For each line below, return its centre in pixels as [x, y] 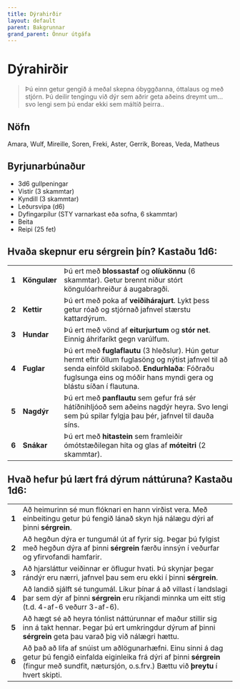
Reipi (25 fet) [37, 229]
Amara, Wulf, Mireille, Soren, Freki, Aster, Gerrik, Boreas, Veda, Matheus [114, 144]
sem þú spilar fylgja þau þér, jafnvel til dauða [139, 415]
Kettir [32, 309]
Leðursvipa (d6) [41, 206]
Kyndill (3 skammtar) [48, 199]
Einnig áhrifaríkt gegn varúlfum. [117, 339]
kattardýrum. [85, 318]
